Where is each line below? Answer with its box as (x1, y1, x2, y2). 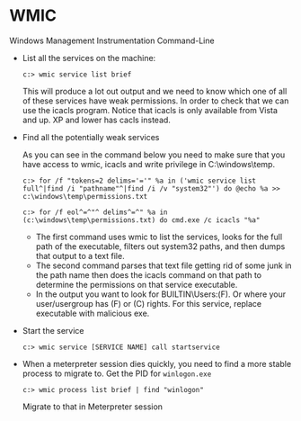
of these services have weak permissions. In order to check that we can (22, 95, 289, 106)
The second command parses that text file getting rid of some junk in (35, 260, 292, 271)
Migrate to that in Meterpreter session (22, 401, 164, 412)
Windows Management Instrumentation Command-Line (9, 35, 215, 46)
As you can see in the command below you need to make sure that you (22, 149, 286, 160)
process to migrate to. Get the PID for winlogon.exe (22, 368, 212, 379)
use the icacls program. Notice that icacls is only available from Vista (22, 104, 279, 115)
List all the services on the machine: (22, 52, 156, 63)
